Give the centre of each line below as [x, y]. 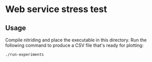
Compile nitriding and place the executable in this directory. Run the [76, 40]
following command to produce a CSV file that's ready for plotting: [74, 45]
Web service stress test [56, 9]
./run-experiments [25, 54]
